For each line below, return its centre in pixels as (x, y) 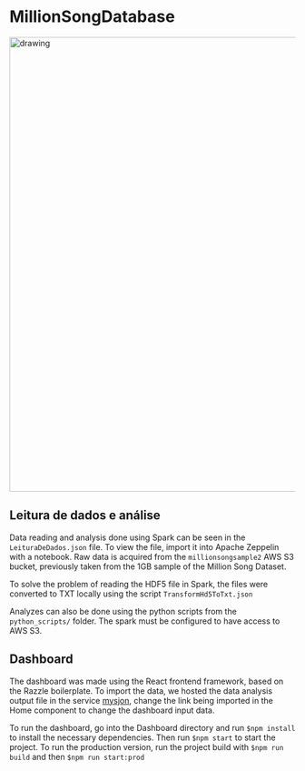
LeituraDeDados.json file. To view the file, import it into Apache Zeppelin (144, 546)
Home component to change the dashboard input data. (112, 710)
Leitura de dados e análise (85, 516)
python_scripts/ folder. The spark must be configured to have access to (145, 621)
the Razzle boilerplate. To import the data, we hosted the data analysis (141, 691)
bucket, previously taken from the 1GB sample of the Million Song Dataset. (148, 566)
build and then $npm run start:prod (77, 756)
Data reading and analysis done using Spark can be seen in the (128, 537)
